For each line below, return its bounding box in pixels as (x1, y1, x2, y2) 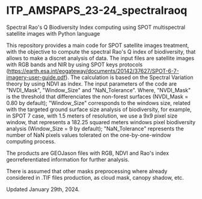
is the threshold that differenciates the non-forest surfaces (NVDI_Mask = (6, 93, 189, 100)
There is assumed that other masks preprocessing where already (6, 167, 168, 175)
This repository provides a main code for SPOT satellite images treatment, (6, 42, 189, 49)
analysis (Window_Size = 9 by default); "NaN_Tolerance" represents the (6, 125, 185, 132)
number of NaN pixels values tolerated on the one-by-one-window (6, 131, 171, 139)
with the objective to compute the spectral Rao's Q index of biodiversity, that (6, 48, 196, 55)
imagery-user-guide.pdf (6, 74, 66, 81)
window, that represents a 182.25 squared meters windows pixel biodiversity (6, 118, 196, 125)
